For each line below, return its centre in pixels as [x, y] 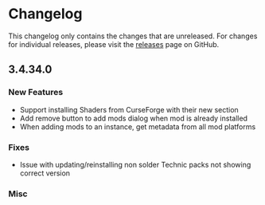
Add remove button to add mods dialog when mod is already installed [134, 118]
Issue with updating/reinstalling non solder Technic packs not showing [135, 164]
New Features [36, 93]
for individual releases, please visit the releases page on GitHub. [114, 44]
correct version [45, 173]
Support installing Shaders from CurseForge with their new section [129, 109]
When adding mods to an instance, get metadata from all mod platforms [138, 126]
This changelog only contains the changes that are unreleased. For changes [133, 36]
